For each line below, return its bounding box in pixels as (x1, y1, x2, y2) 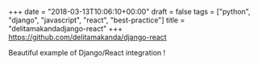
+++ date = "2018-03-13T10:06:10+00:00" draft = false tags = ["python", (8, 7, 251, 16)
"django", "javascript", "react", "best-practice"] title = (8, 15, 185, 25)
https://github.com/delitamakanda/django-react (8, 32, 167, 42)
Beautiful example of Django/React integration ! (8, 48, 166, 57)
